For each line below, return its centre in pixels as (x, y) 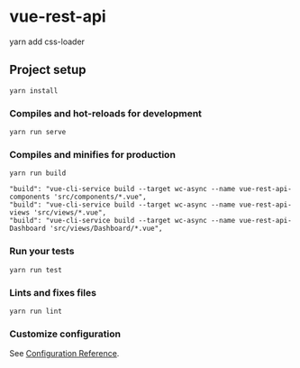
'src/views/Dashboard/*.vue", (106, 229)
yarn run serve (38, 133)
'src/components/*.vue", (100, 197)
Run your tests (42, 252)
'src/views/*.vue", (69, 213)
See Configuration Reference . (64, 354)
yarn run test (36, 270)
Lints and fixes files (53, 292)
